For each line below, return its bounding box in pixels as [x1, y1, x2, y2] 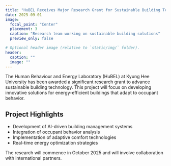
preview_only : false [10, 36, 53, 41]
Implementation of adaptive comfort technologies [12, 134, 117, 140]
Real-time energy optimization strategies [12, 140, 98, 146]
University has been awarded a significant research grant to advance [5, 79, 150, 85]
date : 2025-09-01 [5, 12, 42, 17]
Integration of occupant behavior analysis [12, 129, 100, 135]
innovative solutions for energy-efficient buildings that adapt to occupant [5, 90, 159, 96]
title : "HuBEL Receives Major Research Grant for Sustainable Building [5, 7, 160, 13]
